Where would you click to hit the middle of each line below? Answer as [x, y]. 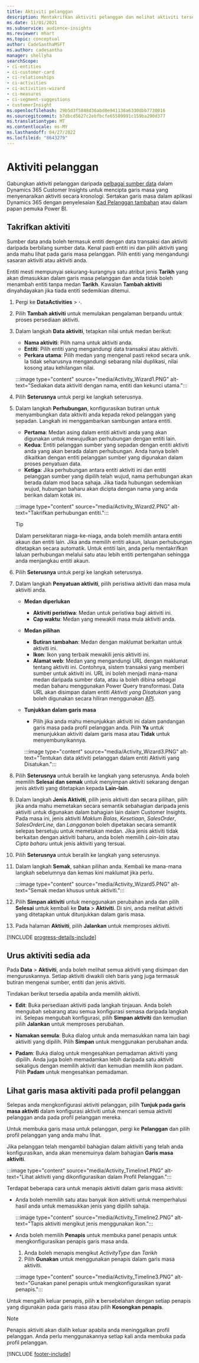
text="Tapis [29, 1224]
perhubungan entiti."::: [82, 513]
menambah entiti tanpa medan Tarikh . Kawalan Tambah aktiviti [84, 284]
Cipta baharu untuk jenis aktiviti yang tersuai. [71, 843]
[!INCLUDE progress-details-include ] [52, 937]
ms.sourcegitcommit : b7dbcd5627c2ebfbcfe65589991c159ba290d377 [86, 116]
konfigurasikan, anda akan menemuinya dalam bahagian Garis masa [90, 1153]
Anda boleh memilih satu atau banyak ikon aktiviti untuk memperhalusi [101, 1200]
